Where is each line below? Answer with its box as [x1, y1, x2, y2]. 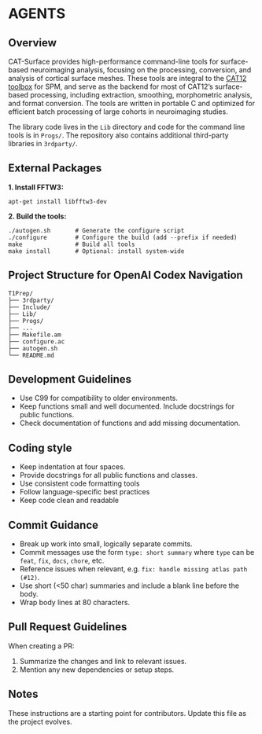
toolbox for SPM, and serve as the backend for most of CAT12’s [8, 82, 214, 91]
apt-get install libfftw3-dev [8, 197, 108, 205]
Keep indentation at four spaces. [19, 462, 126, 472]
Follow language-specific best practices [19, 487, 150, 497]
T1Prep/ [8, 289, 34, 297]
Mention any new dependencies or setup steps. [19, 665, 175, 674]
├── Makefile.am [8, 331, 61, 339]
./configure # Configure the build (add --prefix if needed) [8, 233, 238, 241]
